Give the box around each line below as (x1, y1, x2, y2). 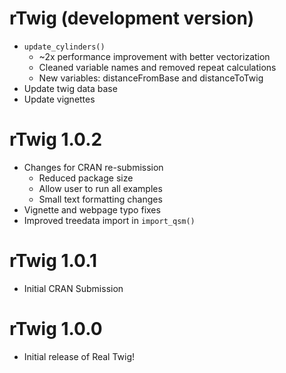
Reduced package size (38, 172, 134, 184)
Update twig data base (23, 82, 118, 94)
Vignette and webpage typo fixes (23, 203, 161, 216)
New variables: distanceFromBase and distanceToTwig (38, 72, 264, 84)
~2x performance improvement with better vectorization (38, 50, 271, 62)
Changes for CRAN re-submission (23, 161, 164, 173)
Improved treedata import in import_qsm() (23, 214, 196, 226)
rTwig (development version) (9, 7, 255, 30)
